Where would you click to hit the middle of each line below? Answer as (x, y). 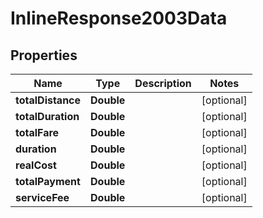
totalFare (37, 132)
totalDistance (48, 100)
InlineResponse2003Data (119, 18)
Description (163, 83)
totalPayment (48, 181)
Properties (44, 55)
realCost (36, 165)
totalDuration (47, 116)
